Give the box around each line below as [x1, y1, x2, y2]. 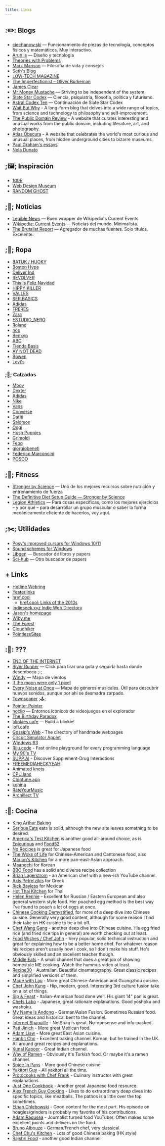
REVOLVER [12, 274, 35, 280]
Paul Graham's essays [12, 142, 58, 148]
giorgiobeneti [12, 446, 40, 451]
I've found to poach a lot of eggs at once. [12, 904, 97, 910]
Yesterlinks [12, 589, 35, 595]
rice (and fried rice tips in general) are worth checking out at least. [12, 930, 148, 936]
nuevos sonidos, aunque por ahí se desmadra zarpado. [12, 690, 125, 696]
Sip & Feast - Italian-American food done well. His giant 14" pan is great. [12, 994, 160, 999]
